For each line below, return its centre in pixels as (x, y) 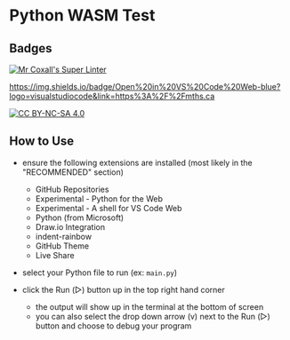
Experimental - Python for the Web (99, 198)
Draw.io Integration (70, 226)
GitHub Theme (62, 246)
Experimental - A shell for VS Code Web (109, 208)
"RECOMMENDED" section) (73, 172)
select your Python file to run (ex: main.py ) (100, 273)
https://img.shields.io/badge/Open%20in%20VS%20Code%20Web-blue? (145, 87)
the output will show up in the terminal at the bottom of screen (149, 306)
